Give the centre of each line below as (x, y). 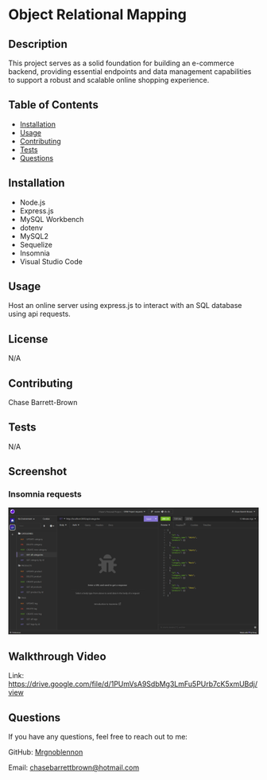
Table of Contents (54, 105)
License (28, 339)
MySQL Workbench (52, 219)
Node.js (33, 202)
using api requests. (40, 314)
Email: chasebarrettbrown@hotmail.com (74, 768)
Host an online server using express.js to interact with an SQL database (125, 306)
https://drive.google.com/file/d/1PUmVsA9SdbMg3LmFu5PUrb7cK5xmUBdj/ (133, 684)
